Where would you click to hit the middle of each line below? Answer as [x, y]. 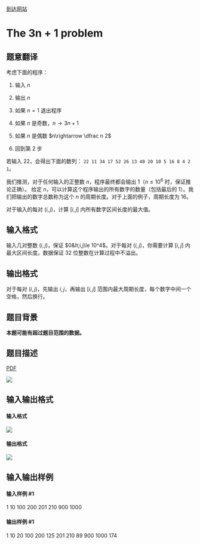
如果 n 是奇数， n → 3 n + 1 [47, 123]
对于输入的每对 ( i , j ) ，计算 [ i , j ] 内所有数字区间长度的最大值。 [80, 209]
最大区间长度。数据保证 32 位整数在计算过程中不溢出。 [74, 253]
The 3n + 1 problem [55, 33]
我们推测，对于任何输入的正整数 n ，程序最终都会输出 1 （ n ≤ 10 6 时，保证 [96, 181]
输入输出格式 [30, 400]
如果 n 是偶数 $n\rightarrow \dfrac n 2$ [63, 136]
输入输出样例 [30, 477]
